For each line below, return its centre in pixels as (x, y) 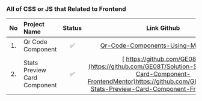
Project (34, 25)
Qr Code (35, 42)
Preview (35, 71)
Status (72, 28)
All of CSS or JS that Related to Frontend (66, 9)
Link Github (163, 28)
